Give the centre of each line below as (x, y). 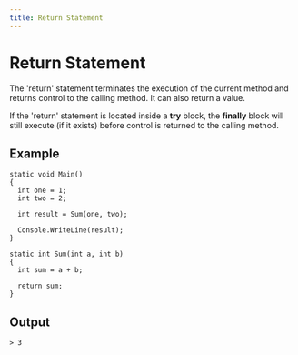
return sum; (40, 286)
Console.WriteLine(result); (71, 230)
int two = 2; (42, 198)
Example (35, 153)
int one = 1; (42, 191)
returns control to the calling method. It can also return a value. (127, 97)
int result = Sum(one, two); (73, 215)
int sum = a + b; (50, 270)
